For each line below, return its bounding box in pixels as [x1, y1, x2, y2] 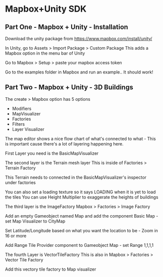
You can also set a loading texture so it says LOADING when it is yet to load [5, 189, 156, 195]
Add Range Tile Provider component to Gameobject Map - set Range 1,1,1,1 [5, 242, 154, 248]
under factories [5, 179, 36, 185]
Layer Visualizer [12, 126, 45, 132]
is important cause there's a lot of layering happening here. [5, 141, 124, 147]
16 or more [5, 233, 27, 239]
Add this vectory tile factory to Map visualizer [5, 266, 96, 272]
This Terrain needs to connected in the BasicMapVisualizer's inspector [5, 174, 147, 180]
